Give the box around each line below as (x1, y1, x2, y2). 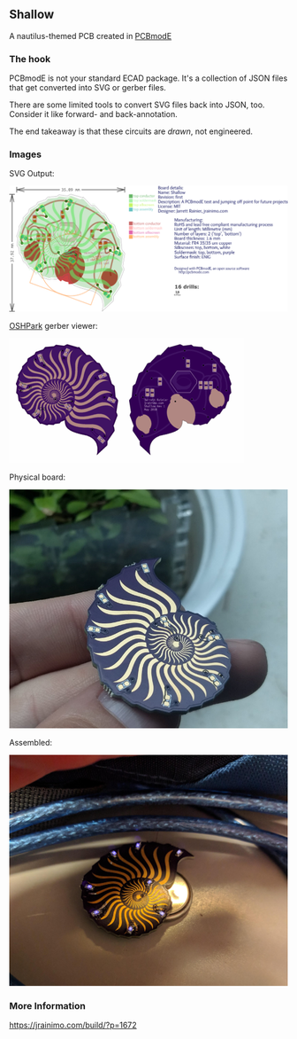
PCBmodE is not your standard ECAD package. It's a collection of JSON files (9, 73, 288, 83)
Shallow (9, 7, 55, 22)
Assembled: (9, 737, 53, 747)
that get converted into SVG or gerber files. (9, 82, 166, 93)
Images (9, 148, 42, 160)
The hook (9, 52, 51, 65)
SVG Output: (9, 168, 55, 179)
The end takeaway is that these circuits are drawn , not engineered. (9, 126, 254, 137)
